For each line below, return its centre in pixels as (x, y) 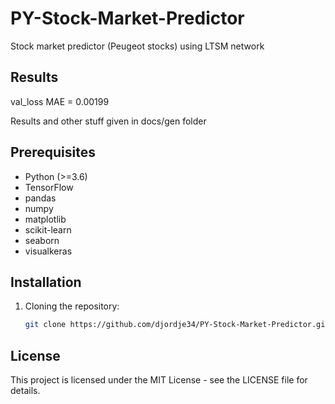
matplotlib (45, 219)
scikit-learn (48, 229)
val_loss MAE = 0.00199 (60, 101)
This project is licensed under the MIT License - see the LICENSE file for (159, 380)
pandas (40, 198)
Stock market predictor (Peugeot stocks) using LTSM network (137, 46)
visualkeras (48, 251)
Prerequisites (53, 152)
